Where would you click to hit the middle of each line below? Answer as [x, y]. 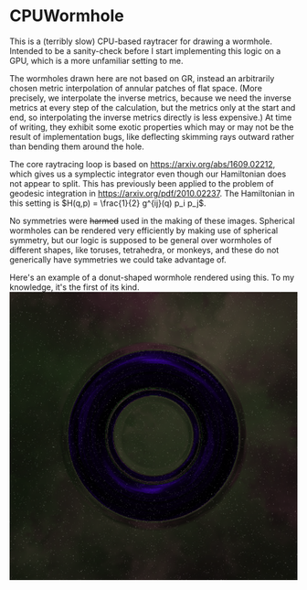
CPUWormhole [67, 16]
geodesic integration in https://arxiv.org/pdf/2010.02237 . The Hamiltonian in [152, 193]
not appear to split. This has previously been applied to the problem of [142, 183]
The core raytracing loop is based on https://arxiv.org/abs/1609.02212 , [143, 164]
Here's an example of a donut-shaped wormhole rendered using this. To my [152, 277]
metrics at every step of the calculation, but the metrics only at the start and [153, 107]
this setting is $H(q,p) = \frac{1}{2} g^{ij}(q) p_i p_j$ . [108, 203]
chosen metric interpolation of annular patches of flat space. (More [136, 88]
